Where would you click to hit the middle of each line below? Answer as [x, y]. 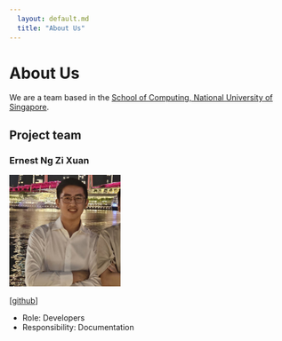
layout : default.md [53, 19]
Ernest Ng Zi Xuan [49, 160]
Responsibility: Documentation [78, 328]
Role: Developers [53, 318]
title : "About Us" [52, 28]
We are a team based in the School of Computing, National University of [141, 98]
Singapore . [29, 107]
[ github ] [24, 301]
